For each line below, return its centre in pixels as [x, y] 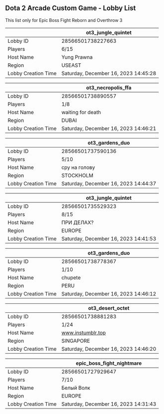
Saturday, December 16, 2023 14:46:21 [109, 128]
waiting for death [81, 112]
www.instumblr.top [83, 332]
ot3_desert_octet [109, 308]
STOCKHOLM [77, 175]
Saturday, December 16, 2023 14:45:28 [109, 73]
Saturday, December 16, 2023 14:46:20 [109, 349]
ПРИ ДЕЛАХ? [78, 222]
